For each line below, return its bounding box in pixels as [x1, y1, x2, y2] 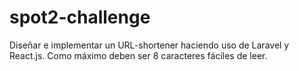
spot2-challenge [9, 6, 151, 29]
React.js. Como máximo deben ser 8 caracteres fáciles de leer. [9, 49, 268, 61]
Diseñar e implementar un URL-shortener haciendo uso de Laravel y [9, 39, 290, 51]
